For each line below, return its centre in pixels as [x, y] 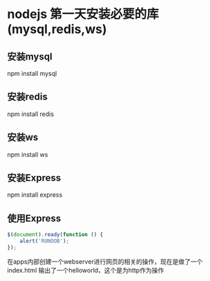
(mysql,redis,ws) [57, 29]
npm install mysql [32, 74]
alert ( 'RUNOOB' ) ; [45, 241]
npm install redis [30, 114]
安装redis [28, 97]
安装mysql [30, 56]
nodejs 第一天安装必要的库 [83, 14]
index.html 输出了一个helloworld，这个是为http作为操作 [86, 270]
